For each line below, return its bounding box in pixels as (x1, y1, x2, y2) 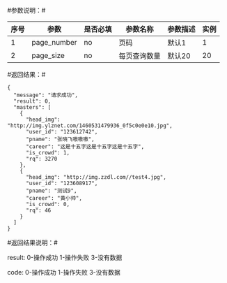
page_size (31, 51, 65, 60)
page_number (31, 38, 78, 47)
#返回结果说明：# (7, 238, 58, 247)
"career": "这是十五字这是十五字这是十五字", (25, 143, 145, 150)
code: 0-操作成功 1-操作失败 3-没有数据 (7, 268, 120, 276)
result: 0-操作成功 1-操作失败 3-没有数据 (7, 254, 123, 261)
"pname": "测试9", (25, 187, 77, 194)
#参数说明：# (7, 6, 46, 14)
